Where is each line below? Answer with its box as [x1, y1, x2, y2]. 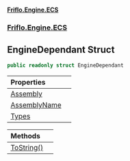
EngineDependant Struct [7, 43, 115, 55]
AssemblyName [10, 100, 62, 110]
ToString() [10, 143, 43, 153]
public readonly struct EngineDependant [7, 62, 125, 69]
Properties [10, 78, 46, 87]
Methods [10, 131, 41, 141]
